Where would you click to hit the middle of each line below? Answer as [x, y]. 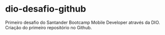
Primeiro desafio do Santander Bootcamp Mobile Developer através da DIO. [83, 22]
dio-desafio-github [46, 9]
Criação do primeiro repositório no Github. [49, 27]
